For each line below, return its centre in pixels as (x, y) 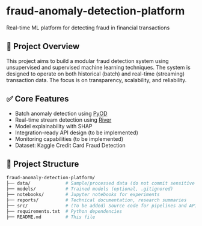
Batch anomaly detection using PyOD (61, 113)
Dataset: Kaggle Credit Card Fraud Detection (70, 145)
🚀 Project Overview (43, 46)
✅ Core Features (38, 99)
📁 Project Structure (43, 164)
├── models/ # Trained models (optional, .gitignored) (90, 189)
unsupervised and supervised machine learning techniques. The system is (98, 67)
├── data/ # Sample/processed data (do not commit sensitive (101, 183)
